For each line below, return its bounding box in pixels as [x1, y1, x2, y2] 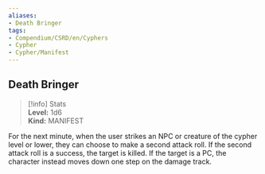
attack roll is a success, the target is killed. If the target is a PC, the [8, 148, 227, 157]
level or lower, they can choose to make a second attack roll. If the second [8, 140, 252, 149]
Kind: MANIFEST [27, 116, 84, 126]
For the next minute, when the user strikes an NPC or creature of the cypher [8, 131, 258, 141]
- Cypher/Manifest [8, 48, 69, 56]
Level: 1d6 [27, 107, 62, 117]
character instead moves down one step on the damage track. [8, 157, 212, 166]
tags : [8, 26, 26, 34]
